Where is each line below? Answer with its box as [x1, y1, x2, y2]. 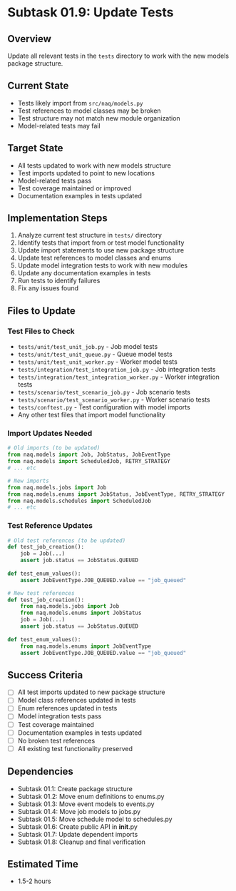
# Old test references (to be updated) [7, 536, 126, 544]
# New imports [7, 477, 50, 484]
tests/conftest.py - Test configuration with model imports [17, 403, 190, 412]
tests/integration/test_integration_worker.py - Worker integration [17, 372, 220, 382]
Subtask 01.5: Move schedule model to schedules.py [17, 815, 173, 823]
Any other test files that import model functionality [17, 411, 166, 419]
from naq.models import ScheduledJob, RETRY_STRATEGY [7, 458, 171, 465]
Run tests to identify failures [17, 276, 101, 285]
